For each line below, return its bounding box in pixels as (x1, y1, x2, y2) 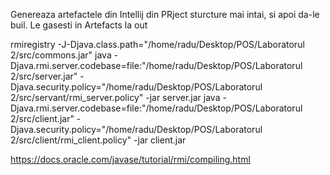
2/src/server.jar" (10, 70, 78, 82)
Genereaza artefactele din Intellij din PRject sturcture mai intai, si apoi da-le (10, 9, 320, 20)
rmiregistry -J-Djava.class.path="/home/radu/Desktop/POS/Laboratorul (10, 39, 305, 50)
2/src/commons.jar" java (10, 49, 112, 61)
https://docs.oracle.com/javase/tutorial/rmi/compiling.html (10, 154, 251, 165)
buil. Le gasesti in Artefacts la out (10, 19, 148, 31)
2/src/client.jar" (10, 113, 75, 124)
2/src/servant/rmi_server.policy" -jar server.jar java (10, 92, 221, 103)
